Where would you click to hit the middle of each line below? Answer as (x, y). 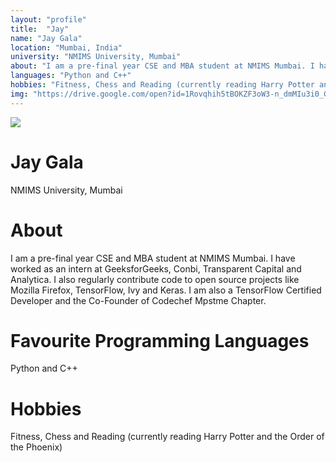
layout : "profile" (48, 19)
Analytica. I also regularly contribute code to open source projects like (155, 279)
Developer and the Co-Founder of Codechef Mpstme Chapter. (138, 300)
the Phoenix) (36, 447)
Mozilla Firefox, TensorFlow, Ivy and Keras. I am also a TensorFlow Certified (166, 290)
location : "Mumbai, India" (66, 47)
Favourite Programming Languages (160, 340)
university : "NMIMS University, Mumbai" (96, 57)
